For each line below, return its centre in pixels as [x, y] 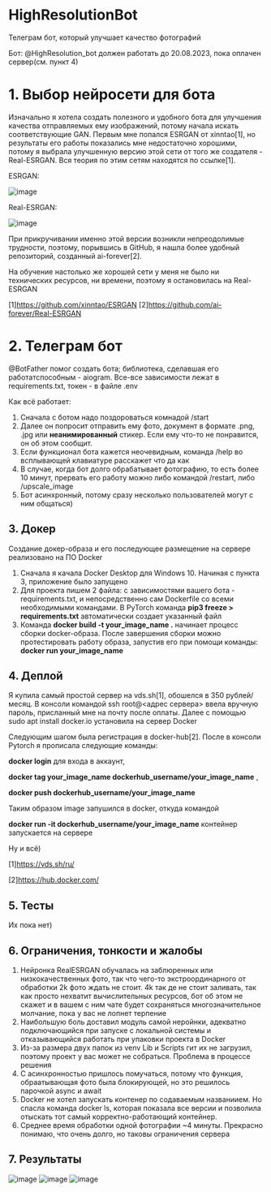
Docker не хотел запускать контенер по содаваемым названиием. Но [141, 1099]
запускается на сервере [51, 833]
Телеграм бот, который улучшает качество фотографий [105, 37]
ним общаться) [46, 503]
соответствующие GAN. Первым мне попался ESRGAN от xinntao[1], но [132, 134]
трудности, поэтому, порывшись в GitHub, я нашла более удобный [124, 247]
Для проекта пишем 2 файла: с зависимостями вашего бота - [127, 590]
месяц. [21, 704]
